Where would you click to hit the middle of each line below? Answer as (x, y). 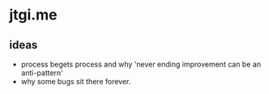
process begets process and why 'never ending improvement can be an (141, 64)
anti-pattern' (42, 73)
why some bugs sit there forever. (76, 81)
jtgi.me (33, 15)
